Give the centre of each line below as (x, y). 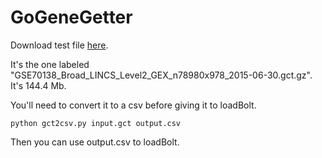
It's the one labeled (50, 64)
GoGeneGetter (71, 17)
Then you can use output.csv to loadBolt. (95, 142)
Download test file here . (59, 45)
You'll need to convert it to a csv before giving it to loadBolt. (133, 105)
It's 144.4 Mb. (38, 85)
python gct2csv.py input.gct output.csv (96, 123)
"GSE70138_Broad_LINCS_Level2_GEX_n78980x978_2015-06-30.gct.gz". (161, 75)
